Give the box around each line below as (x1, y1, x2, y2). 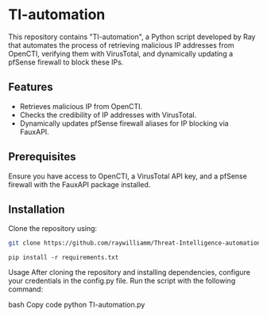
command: (8, 284, 44, 294)
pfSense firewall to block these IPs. (8, 57, 124, 67)
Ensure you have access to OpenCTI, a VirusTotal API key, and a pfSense (8, 171, 248, 181)
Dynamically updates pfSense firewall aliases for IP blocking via (19, 118, 229, 128)
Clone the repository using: (8, 224, 98, 233)
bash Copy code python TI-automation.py (8, 300, 145, 310)
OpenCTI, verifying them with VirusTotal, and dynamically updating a (8, 49, 234, 58)
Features (8, 80, 53, 94)
